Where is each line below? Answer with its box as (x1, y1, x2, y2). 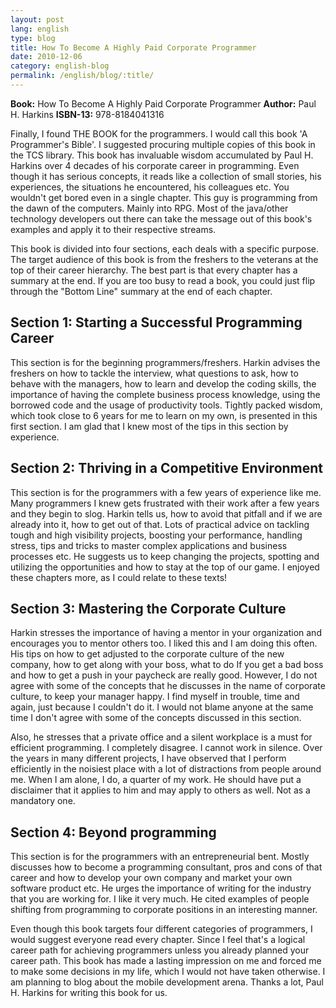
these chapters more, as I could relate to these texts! (10, 571, 228, 583)
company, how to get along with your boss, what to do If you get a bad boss (10, 659, 324, 671)
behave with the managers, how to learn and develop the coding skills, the (10, 377, 317, 390)
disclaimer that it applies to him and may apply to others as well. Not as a (10, 784, 311, 796)
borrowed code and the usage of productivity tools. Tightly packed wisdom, (10, 399, 323, 411)
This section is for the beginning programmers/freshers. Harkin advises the (10, 356, 321, 368)
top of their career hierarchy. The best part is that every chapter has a (10, 264, 298, 276)
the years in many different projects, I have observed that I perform (10, 752, 287, 765)
